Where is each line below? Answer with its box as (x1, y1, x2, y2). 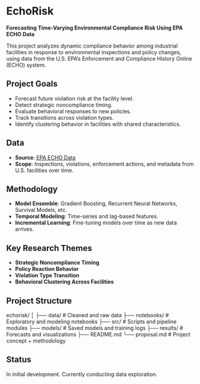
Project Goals (6, 79, 58, 89)
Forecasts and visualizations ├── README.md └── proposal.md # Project (6, 331, 191, 338)
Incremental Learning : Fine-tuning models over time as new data (14, 219, 177, 226)
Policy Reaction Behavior (14, 265, 79, 273)
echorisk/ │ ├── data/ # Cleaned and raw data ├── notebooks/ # (6, 312, 169, 318)
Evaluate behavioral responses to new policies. (14, 107, 132, 115)
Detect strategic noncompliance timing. (14, 101, 113, 108)
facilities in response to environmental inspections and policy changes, (6, 48, 182, 55)
